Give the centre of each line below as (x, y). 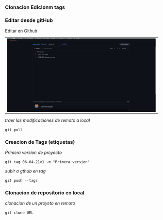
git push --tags (21, 180)
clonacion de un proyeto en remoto (40, 203)
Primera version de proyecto (33, 152)
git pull (14, 130)
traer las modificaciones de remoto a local (48, 120)
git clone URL (19, 213)
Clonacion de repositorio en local (45, 192)
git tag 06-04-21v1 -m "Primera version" (48, 162)
